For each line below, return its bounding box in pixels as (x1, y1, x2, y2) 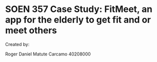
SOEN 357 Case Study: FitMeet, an (5, 3, 152, 15)
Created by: (5, 41, 30, 47)
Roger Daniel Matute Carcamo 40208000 (5, 51, 91, 57)
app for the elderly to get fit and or (5, 14, 151, 25)
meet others (5, 25, 57, 36)
